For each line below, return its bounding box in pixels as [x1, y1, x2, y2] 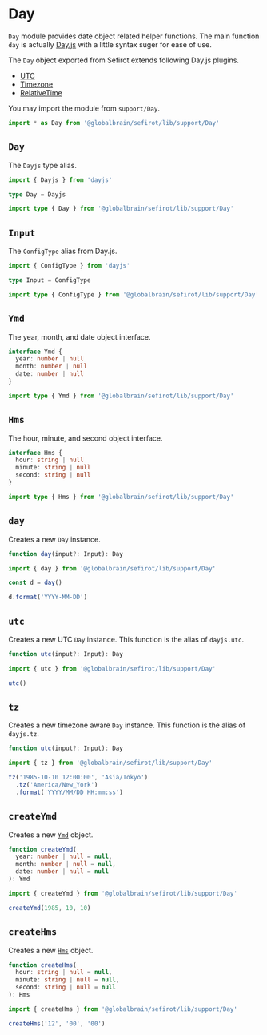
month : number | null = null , [15, 860, 116, 868]
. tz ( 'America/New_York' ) [15, 781, 98, 789]
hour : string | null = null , [15, 969, 113, 977]
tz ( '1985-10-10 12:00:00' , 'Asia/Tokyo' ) [8, 774, 149, 782]
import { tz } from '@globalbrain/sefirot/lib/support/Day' [8, 759, 213, 767]
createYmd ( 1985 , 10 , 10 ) [8, 904, 91, 912]
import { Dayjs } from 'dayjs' [8, 175, 113, 184]
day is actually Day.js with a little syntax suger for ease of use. [8, 39, 212, 49]
